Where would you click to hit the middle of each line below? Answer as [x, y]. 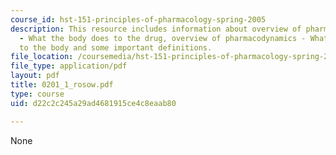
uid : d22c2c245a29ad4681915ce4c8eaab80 [93, 103]
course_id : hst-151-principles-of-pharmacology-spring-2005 [138, 19]
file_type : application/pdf [69, 66]
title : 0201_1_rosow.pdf [62, 85]
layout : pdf [35, 76]
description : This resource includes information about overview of [156, 29]
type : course [37, 94]
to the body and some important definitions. [116, 47]
